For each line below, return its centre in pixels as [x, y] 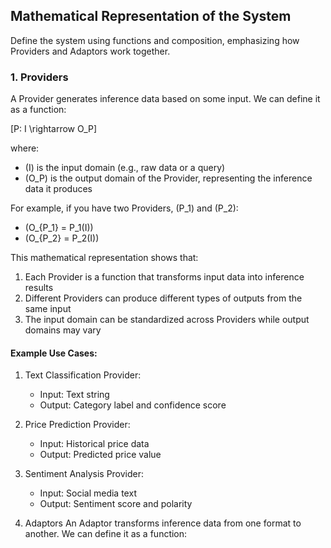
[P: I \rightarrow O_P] [54, 129]
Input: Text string [74, 395]
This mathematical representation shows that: [104, 258]
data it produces [58, 189]
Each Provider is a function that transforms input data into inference [164, 277]
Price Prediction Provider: [77, 425]
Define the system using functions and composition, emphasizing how [155, 40]
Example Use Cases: [54, 353]
